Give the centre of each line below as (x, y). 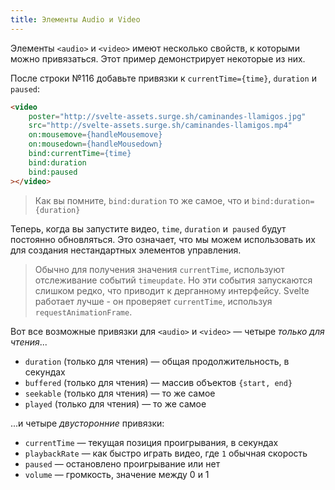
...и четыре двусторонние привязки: (87, 423)
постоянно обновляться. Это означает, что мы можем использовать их (163, 239)
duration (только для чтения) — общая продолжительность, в (157, 361)
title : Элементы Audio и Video (75, 19)
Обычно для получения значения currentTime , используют (159, 269)
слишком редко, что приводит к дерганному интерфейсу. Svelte (172, 290)
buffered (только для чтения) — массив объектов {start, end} (158, 382)
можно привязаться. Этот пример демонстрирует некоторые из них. (158, 58)
